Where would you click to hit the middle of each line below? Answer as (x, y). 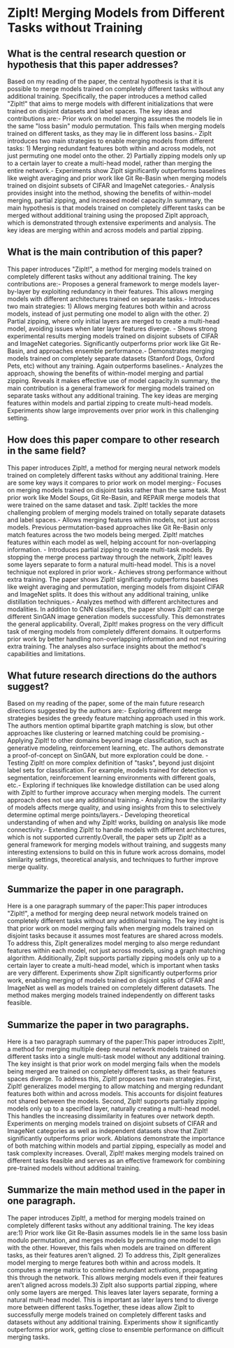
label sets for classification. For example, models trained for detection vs (112, 770)
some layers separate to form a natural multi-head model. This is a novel (111, 564)
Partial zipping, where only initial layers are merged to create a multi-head (114, 321)
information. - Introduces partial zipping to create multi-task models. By (110, 549)
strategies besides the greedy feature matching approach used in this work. (116, 718)
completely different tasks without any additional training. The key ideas (111, 1225)
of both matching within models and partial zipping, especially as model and (117, 1146)
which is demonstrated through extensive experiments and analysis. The (112, 223)
